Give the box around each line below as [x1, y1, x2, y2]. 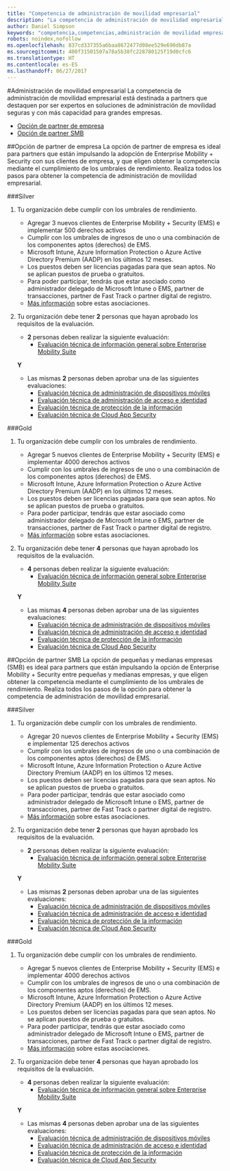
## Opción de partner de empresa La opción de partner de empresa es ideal [7, 142, 221, 150]
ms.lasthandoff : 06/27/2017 [7, 67, 88, 74]
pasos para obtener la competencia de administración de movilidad [7, 171, 197, 179]
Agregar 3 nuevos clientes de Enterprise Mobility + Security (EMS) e [27, 218, 220, 227]
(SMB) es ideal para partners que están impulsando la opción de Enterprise [7, 663, 220, 671]
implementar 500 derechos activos [27, 226, 126, 234]
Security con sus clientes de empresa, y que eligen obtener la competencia [7, 157, 220, 165]
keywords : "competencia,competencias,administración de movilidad [7, 29, 201, 36]
